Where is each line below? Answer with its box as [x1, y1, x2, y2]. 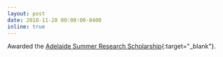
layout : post [7, 10, 46, 17]
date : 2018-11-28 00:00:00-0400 [7, 17, 102, 24]
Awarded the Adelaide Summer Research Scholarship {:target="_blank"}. [7, 42, 216, 51]
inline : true [7, 23, 46, 30]
